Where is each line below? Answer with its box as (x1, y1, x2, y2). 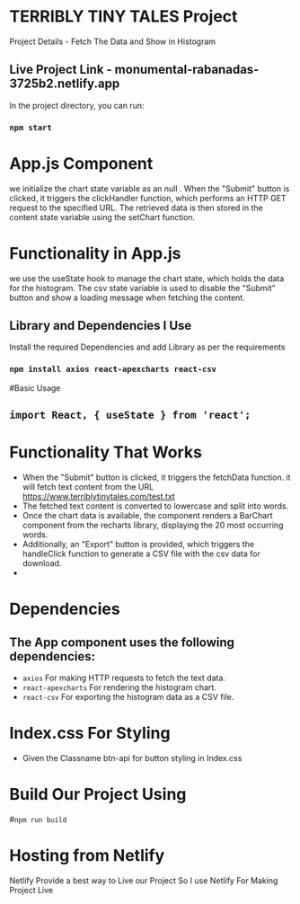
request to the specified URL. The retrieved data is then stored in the (9, 202, 263, 213)
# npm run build (9, 813, 67, 824)
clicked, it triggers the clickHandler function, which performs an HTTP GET (9, 192, 287, 203)
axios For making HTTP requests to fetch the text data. (22, 672, 226, 683)
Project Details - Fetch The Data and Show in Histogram (9, 36, 216, 47)
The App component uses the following (9, 634, 235, 650)
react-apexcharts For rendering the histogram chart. (22, 681, 217, 693)
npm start (9, 122, 52, 132)
